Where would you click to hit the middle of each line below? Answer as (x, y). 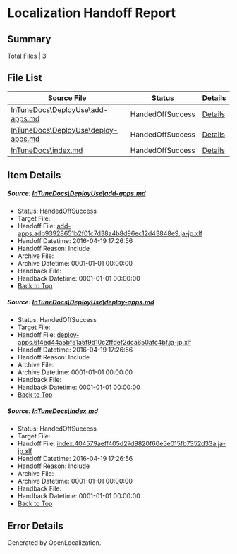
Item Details (34, 175)
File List (25, 78)
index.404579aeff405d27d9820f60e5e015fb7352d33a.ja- (141, 444)
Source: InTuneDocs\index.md (53, 411)
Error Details (35, 525)
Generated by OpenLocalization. (54, 542)
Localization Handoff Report (92, 13)
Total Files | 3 (27, 56)
